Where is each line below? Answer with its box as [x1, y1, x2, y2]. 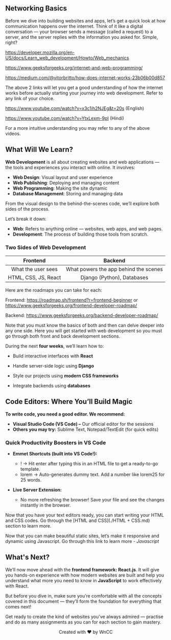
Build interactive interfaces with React [12, 353, 93, 359]
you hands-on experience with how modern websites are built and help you [5, 572, 164, 578]
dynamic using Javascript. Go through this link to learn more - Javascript [5, 538, 159, 544]
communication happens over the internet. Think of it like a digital [5, 23, 143, 29]
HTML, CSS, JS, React [8, 273, 61, 281]
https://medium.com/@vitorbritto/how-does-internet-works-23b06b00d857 [5, 74, 165, 81]
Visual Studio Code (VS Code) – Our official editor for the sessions [12, 421, 154, 427]
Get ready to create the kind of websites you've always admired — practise [5, 613, 163, 620]
